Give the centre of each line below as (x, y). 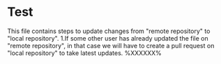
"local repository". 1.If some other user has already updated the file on (108, 38)
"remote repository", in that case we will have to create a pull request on (111, 45)
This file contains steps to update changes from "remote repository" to (109, 31)
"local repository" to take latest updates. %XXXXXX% (84, 53)
